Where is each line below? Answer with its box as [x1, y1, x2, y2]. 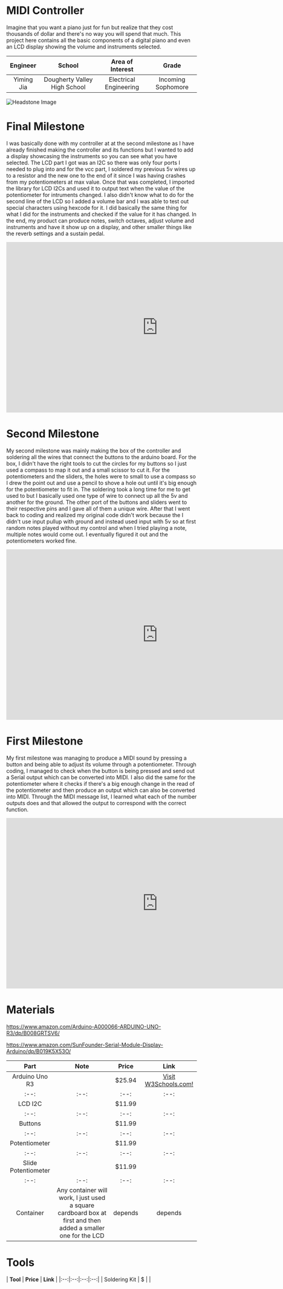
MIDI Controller [6, 4, 85, 18]
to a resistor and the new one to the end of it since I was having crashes [6, 172, 186, 179]
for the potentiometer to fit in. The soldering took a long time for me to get [6, 486, 190, 493]
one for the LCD [59, 1231, 105, 1240]
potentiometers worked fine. [6, 537, 77, 544]
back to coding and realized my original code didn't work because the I [6, 511, 183, 518]
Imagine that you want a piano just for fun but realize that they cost [6, 24, 174, 31]
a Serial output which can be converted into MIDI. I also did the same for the [6, 774, 196, 781]
